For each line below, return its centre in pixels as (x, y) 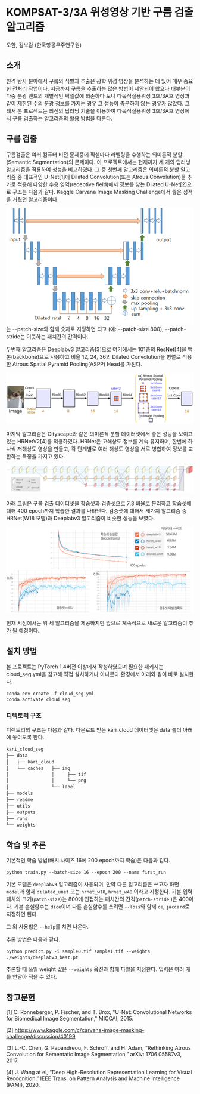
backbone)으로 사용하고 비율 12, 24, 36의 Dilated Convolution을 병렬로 (97, 356)
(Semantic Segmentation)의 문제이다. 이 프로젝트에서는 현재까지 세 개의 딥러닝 (99, 162)
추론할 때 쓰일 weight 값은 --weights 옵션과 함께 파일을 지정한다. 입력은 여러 (95, 969)
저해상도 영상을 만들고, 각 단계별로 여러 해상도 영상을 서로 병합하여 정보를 (102, 449)
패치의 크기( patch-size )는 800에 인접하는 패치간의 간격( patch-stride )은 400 (98, 899)
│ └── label (41, 787)
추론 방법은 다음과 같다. (33, 939)
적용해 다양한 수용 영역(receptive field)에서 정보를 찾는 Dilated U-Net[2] (102, 184)
